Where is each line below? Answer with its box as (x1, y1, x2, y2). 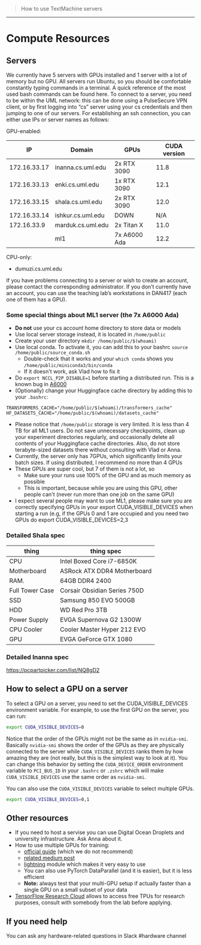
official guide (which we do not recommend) (23, 848, 133, 855)
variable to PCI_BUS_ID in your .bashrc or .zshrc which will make (6, 767, 164, 774)
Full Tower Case (9, 586, 54, 594)
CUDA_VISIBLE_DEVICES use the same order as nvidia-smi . (6, 773, 147, 780)
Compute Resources (6, 32, 110, 46)
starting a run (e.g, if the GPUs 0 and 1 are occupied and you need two (14, 510, 189, 517)
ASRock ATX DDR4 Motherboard (59, 567, 152, 575)
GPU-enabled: (6, 128, 42, 134)
